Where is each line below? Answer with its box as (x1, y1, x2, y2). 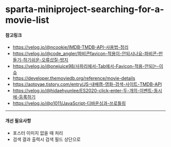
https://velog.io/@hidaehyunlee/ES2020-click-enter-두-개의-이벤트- (12, 88, 154, 94)
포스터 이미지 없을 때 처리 (12, 130, 64, 136)
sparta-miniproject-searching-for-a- (5, 4, 164, 15)
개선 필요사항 (5, 118, 32, 124)
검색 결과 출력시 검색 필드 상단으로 (12, 136, 81, 142)
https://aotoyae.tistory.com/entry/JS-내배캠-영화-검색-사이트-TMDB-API (12, 81, 162, 87)
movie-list (5, 14, 49, 26)
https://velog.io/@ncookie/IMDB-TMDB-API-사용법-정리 (12, 44, 129, 50)
